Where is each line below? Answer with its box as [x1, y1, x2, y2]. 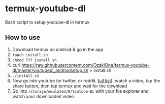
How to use [5, 33, 40, 42]
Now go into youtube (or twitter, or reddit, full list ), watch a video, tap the [12, 78, 160, 83]
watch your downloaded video [12, 93, 74, 99]
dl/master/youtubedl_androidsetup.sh [12, 67, 89, 73]
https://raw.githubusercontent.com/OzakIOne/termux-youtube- [21, 62, 150, 68]
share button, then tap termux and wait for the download [12, 83, 127, 89]
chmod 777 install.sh [12, 57, 57, 63]
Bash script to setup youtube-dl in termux [5, 19, 90, 25]
